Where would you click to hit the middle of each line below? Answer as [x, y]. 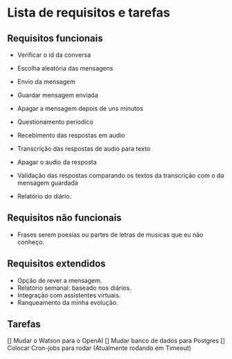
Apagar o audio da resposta [57, 162]
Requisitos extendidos [56, 264]
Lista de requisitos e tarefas [89, 13]
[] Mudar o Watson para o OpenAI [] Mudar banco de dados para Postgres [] [116, 341]
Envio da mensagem [46, 82]
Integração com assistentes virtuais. [69, 295]
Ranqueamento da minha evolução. [68, 302]
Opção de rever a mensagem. [60, 280]
